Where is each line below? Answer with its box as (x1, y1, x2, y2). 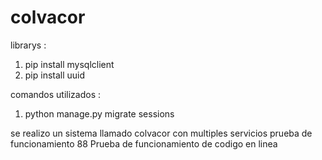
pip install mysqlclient (24, 58, 115, 70)
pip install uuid (24, 69, 86, 81)
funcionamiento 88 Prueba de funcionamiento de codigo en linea (10, 137, 278, 150)
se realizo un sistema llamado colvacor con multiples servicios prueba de (10, 127, 313, 139)
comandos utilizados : (10, 88, 102, 100)
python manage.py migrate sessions (24, 107, 175, 120)
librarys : (10, 39, 47, 51)
